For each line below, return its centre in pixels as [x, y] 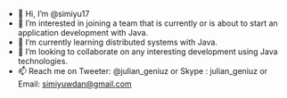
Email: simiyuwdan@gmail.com [74, 84]
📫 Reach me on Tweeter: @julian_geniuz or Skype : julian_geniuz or [143, 71]
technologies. [43, 61]
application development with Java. [83, 33]
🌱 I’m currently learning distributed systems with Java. [118, 42]
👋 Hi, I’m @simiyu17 [53, 14]
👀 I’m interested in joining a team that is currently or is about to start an [148, 23]
